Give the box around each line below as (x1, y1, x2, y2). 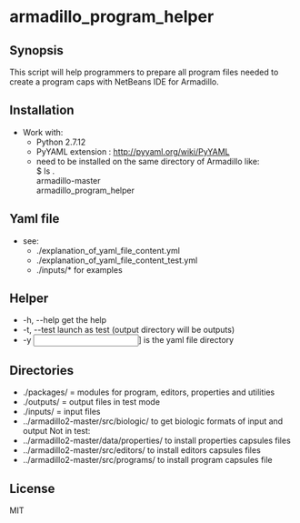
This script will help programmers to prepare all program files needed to (9, 66, 279, 77)
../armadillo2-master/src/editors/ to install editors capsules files (22, 445, 261, 456)
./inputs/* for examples (35, 264, 123, 275)
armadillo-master (35, 175, 102, 186)
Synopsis (9, 43, 64, 58)
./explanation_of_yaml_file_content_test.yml (35, 255, 198, 266)
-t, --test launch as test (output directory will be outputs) (22, 325, 235, 336)
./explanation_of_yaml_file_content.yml (35, 245, 180, 256)
